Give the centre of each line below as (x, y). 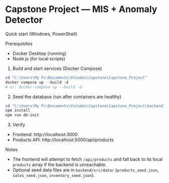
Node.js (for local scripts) (39, 58)
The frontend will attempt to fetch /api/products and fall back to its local (88, 159)
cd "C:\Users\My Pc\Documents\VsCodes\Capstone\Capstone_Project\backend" (85, 106)
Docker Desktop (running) (39, 53)
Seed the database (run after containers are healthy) (67, 97)
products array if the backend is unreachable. (60, 165)
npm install (18, 111)
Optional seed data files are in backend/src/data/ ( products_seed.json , (86, 170)
